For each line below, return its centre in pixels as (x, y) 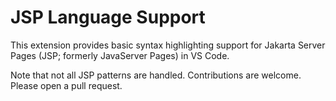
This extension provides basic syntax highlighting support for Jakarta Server (168, 45)
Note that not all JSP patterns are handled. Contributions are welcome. (156, 75)
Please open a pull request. (66, 85)
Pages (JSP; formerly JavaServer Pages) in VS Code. (120, 55)
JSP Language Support (108, 17)
